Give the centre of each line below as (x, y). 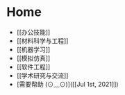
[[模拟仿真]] (33, 58)
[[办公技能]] (33, 32)
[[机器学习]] (33, 49)
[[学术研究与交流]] (42, 75)
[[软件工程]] (33, 67)
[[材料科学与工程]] (42, 41)
